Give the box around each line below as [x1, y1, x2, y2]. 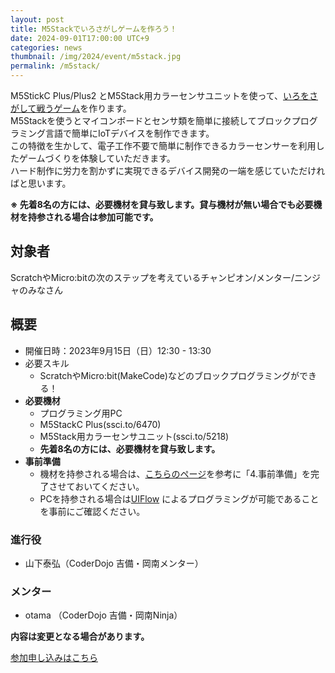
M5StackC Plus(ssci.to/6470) [39, 418, 162, 430]
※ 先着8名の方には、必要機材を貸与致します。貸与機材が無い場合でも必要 [10, 199, 314, 210]
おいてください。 [74, 480, 145, 492]
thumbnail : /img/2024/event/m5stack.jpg [10, 52, 182, 62]
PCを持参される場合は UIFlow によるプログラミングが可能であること [39, 492, 320, 505]
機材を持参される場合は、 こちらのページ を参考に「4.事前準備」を [39, 467, 311, 480]
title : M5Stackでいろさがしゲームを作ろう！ [10, 24, 178, 34]
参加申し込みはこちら [10, 652, 98, 664]
